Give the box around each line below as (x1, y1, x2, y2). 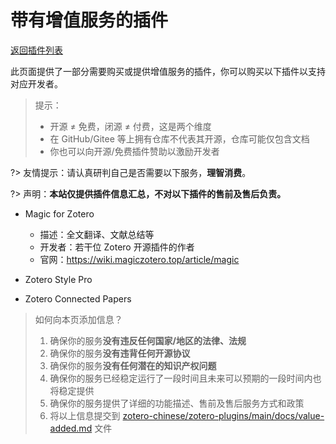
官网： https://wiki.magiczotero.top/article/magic (39, 253, 240, 265)
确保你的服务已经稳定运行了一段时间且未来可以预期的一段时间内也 (49, 372, 322, 384)
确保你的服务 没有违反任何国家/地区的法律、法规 (49, 334, 247, 346)
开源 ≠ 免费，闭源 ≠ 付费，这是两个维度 (49, 120, 212, 132)
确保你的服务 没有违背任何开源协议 (49, 347, 191, 359)
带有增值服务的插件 (10, 9, 169, 32)
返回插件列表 (10, 44, 63, 56)
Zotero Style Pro (24, 273, 93, 285)
